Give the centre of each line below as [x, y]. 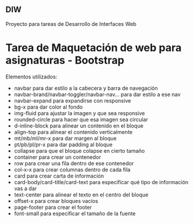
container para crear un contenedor [57, 157]
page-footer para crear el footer [53, 207]
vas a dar [25, 188]
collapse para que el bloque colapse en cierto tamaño [79, 150]
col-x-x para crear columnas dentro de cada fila [72, 169]
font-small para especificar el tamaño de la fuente [75, 213]
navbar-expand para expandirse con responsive [72, 100]
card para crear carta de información [59, 176]
